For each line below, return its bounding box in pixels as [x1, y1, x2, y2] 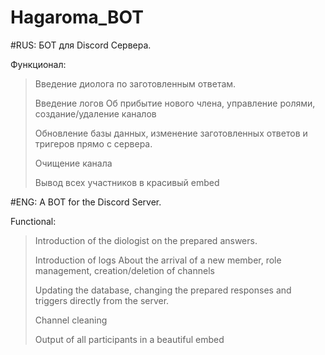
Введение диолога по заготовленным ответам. [34, 77, 237, 90]
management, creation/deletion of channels [34, 264, 215, 276]
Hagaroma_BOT [10, 6, 144, 29]
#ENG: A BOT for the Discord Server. [10, 196, 162, 208]
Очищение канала [34, 157, 113, 169]
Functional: [10, 215, 57, 227]
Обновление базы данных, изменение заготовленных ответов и [34, 127, 308, 139]
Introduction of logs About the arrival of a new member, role [34, 254, 282, 266]
